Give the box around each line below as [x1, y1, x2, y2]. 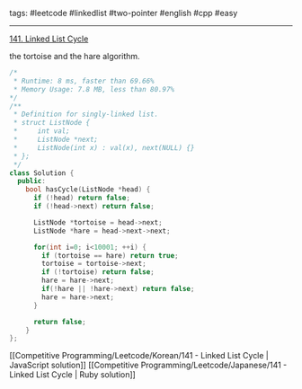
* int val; [13, 127, 70, 136]
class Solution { [9, 168, 75, 178]
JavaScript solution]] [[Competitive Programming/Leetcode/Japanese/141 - [9, 359, 288, 371]
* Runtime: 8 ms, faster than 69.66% [13, 76, 155, 85]
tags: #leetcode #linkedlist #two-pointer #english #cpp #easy [9, 8, 238, 18]
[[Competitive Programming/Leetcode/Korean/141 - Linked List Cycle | [9, 350, 270, 361]
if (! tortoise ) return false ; [41, 268, 155, 277]
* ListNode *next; [13, 135, 99, 144]
